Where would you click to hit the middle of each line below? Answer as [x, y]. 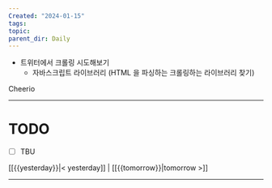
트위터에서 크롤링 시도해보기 [65, 62]
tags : [17, 23]
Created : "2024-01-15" [47, 16]
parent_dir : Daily [39, 38]
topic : [19, 31]
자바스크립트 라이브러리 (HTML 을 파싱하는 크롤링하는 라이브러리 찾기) [143, 73]
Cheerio [22, 89]
